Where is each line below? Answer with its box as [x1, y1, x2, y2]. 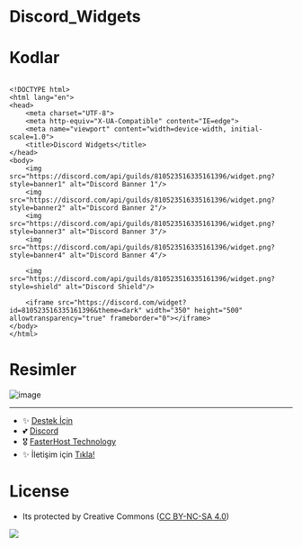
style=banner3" [9, 227, 67, 236]
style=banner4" [9, 251, 67, 260]
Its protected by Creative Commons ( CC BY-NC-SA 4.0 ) [22, 511, 230, 522]
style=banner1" [9, 180, 67, 189]
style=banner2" [9, 204, 67, 213]
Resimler [9, 360, 77, 380]
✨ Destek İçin [22, 415, 74, 426]
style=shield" [9, 282, 63, 292]
